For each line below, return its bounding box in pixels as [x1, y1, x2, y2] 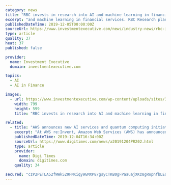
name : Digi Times [18, 153, 56, 158]
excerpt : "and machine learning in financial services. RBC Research [5, 17, 156, 22]
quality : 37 [5, 36, 31, 41]
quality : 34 [14, 163, 40, 168]
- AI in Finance [10, 83, 44, 88]
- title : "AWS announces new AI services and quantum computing [10, 125, 149, 130]
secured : [5, 172, 24, 177]
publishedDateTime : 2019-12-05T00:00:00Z [5, 21, 95, 27]
